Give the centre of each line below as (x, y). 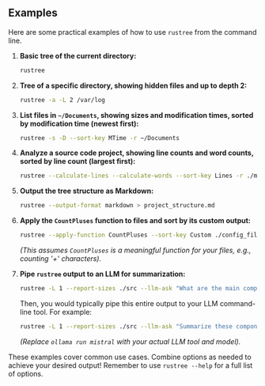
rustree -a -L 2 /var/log (62, 100)
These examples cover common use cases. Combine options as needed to (130, 357)
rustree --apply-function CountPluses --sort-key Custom (115, 235)
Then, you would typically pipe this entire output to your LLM (119, 303)
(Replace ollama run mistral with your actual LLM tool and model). (130, 341)
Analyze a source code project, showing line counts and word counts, (136, 153)
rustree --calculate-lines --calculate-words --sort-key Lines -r (131, 176)
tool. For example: (62, 312)
